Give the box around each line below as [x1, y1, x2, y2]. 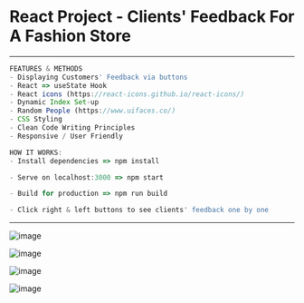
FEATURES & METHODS [9, 64, 83, 73]
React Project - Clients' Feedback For [9, 6, 295, 27]
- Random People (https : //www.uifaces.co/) [9, 106, 176, 115]
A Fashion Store [9, 25, 131, 46]
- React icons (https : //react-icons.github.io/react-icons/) [9, 89, 245, 99]
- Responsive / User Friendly [9, 132, 124, 141]
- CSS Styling [9, 115, 63, 124]
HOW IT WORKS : [9, 148, 63, 157]
